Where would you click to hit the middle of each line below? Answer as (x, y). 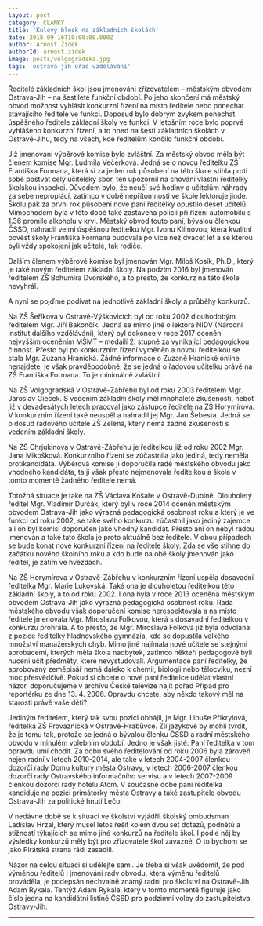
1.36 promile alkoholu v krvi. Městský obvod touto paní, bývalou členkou (124, 221)
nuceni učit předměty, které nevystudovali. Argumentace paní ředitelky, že (128, 661)
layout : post (29, 15)
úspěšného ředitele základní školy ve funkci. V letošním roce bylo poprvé (126, 122)
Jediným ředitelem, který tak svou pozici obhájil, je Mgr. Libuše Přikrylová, (128, 717)
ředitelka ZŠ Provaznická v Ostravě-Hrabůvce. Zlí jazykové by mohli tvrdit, (128, 726)
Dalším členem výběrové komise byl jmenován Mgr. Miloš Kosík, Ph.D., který (131, 261)
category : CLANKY (36, 23)
